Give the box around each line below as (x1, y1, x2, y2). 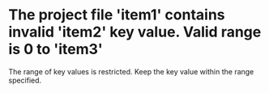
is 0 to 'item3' (8, 40, 104, 58)
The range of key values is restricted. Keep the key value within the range (8, 66, 254, 76)
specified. (8, 75, 42, 85)
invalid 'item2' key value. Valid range (8, 23, 262, 41)
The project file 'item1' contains (8, 6, 225, 24)
